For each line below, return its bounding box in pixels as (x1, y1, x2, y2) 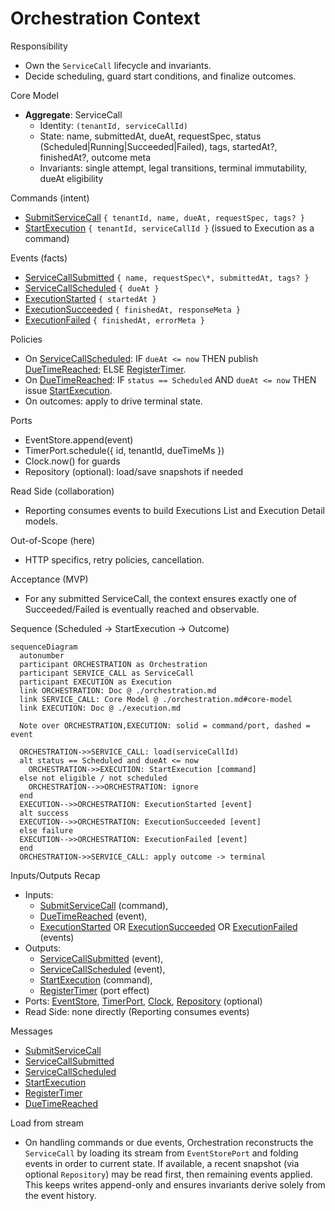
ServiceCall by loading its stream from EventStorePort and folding (24, 1147, 299, 1159)
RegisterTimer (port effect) (39, 984, 150, 996)
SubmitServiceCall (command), (39, 899, 169, 911)
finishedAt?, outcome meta (39, 151, 152, 163)
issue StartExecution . (24, 384, 113, 396)
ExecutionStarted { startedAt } (24, 292, 157, 304)
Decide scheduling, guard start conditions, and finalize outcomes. (24, 70, 297, 82)
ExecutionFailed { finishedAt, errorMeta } (24, 313, 205, 326)
